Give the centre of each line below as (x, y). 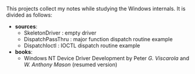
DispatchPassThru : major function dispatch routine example (98, 39)
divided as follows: (29, 15)
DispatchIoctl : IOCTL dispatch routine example (82, 45)
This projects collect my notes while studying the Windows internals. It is (96, 9)
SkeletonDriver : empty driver (60, 33)
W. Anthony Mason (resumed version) (71, 64)
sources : (26, 27)
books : (24, 52)
